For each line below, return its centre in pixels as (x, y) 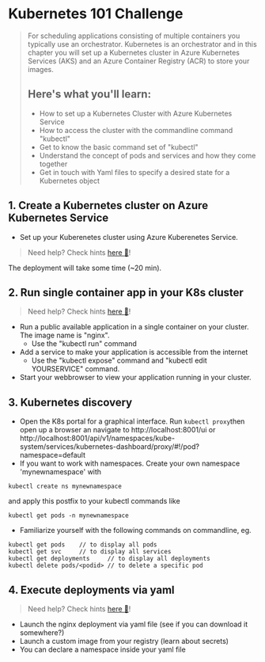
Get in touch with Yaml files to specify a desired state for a (134, 172)
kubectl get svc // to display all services (90, 552)
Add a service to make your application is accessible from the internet (134, 352)
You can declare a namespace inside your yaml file (102, 649)
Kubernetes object (70, 181)
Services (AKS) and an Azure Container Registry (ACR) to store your (138, 61)
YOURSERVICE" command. (76, 369)
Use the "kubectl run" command (84, 344)
